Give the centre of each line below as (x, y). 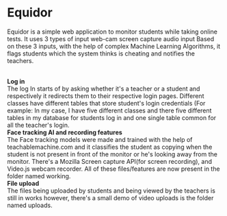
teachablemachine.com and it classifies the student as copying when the (110, 147)
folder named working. (39, 176)
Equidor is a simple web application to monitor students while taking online (112, 32)
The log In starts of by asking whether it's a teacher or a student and (104, 88)
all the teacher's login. (38, 125)
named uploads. (30, 205)
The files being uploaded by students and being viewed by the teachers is (111, 191)
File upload (23, 183)
